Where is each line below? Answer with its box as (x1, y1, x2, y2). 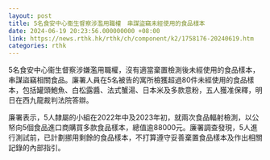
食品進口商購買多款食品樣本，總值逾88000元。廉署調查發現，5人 (33, 123, 251, 133)
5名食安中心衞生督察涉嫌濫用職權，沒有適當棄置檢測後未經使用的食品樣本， (8, 65, 260, 75)
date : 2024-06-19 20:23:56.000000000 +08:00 (8, 27, 160, 35)
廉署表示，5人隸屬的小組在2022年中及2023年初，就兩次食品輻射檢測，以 (8, 112, 252, 122)
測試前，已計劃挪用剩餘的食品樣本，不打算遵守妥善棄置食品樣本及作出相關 (15, 133, 263, 142)
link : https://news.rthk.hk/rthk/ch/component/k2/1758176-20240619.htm (8, 34, 254, 43)
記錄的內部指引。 (8, 143, 65, 153)
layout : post (8, 11, 52, 20)
